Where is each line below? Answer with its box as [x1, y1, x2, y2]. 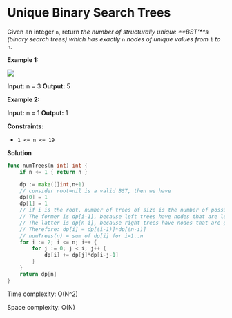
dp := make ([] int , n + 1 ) [19, 181, 85, 188]
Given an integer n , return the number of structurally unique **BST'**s [7, 28, 209, 36]
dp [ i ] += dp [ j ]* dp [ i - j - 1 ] [43, 252, 119, 259]
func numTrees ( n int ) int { [7, 162, 88, 169]
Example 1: [7, 55, 39, 63]
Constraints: [7, 122, 44, 130]
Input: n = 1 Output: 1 [7, 108, 68, 117]
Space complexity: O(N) [7, 303, 76, 311]
